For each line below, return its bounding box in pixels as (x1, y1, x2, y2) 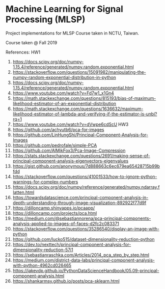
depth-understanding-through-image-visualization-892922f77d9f (12, 200, 146, 205)
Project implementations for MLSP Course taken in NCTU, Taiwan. (5, 30, 139, 36)
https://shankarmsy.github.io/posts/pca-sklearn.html (12, 278, 120, 284)
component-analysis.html (12, 273, 64, 279)
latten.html (12, 189, 35, 195)
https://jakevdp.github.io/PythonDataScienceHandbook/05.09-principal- (12, 267, 160, 273)
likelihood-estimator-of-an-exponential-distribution (12, 100, 116, 106)
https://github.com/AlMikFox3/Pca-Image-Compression (12, 147, 126, 153)
